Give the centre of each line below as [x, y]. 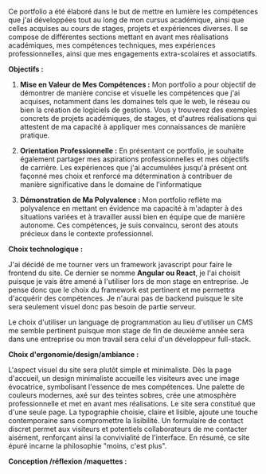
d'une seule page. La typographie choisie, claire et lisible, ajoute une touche [133, 412]
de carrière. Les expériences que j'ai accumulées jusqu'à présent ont [133, 167]
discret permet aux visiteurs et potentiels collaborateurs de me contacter [128, 429]
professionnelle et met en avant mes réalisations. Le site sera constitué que [132, 404]
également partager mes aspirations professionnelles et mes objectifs [134, 159]
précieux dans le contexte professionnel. [86, 233]
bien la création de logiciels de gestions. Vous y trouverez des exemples [138, 110]
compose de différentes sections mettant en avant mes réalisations [119, 37]
